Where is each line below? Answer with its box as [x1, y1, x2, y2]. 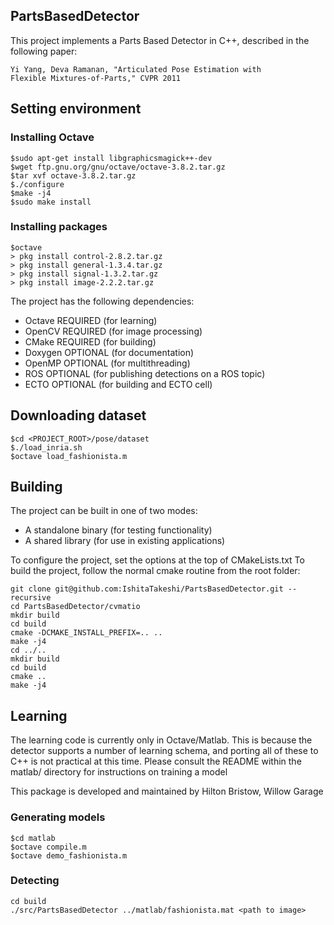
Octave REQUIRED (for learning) [24, 314, 158, 326]
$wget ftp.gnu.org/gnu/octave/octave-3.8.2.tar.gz [10, 162, 226, 172]
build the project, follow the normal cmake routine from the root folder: [10, 565, 301, 577]
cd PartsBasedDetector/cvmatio [10, 602, 141, 612]
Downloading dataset [10, 407, 147, 424]
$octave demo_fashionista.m [10, 850, 128, 861]
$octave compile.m [10, 842, 87, 852]
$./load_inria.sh [10, 442, 83, 453]
